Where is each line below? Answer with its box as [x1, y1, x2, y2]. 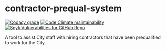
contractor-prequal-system [5, 3, 122, 14]
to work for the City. [5, 39, 46, 45]
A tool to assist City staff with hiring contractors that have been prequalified [5, 34, 161, 40]
